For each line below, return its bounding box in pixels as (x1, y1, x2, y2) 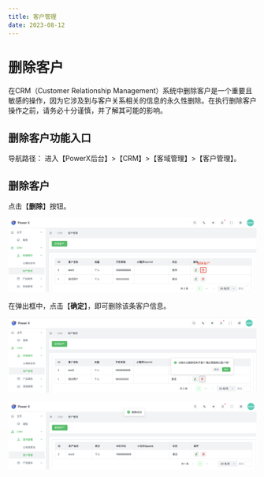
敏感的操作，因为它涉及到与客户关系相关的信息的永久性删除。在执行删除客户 (8, 96, 257, 106)
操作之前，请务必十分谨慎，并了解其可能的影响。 (8, 106, 167, 115)
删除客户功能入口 (8, 131, 91, 145)
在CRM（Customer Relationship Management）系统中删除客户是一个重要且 (8, 86, 253, 96)
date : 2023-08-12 (8, 21, 65, 29)
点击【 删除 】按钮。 (8, 201, 71, 211)
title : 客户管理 (8, 13, 57, 21)
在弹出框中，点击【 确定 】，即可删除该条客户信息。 (8, 301, 171, 311)
